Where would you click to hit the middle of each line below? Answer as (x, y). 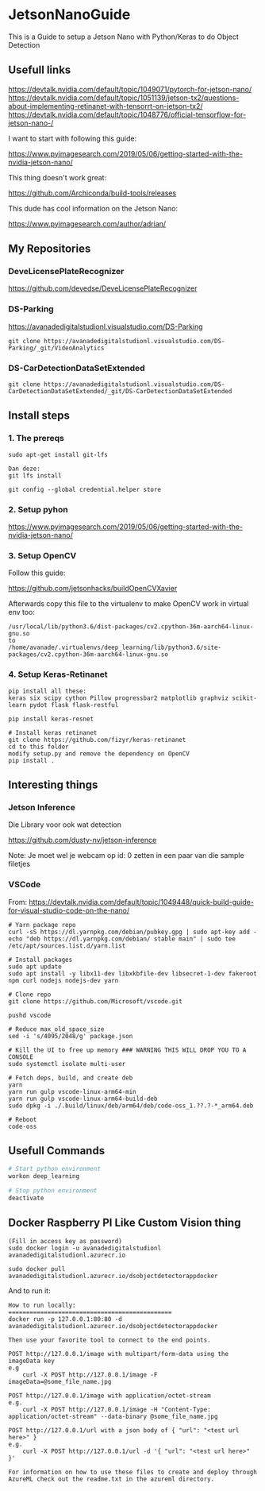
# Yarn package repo (42, 925)
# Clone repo (30, 995)
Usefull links (40, 70)
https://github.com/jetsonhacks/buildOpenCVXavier (93, 589)
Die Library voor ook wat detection (65, 825)
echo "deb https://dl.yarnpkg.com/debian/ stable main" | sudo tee (122, 939)
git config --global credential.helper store (84, 489)
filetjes (19, 864)
